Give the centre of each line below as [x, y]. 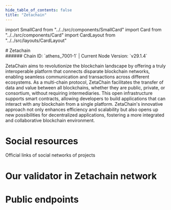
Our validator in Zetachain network [81, 176]
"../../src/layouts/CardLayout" [36, 40]
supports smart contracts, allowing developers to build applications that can [85, 99]
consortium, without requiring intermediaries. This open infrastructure [79, 93]
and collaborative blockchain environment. [50, 120]
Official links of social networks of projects [50, 155]
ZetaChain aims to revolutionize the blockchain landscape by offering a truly [85, 66]
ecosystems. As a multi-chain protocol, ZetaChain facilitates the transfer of [84, 82]
